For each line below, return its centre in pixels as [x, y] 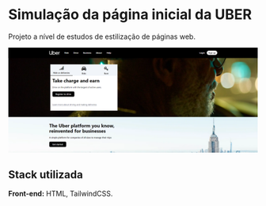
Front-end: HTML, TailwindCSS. [61, 194]
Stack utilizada [46, 175]
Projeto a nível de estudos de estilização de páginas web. [102, 36]
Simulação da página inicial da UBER [130, 15]
